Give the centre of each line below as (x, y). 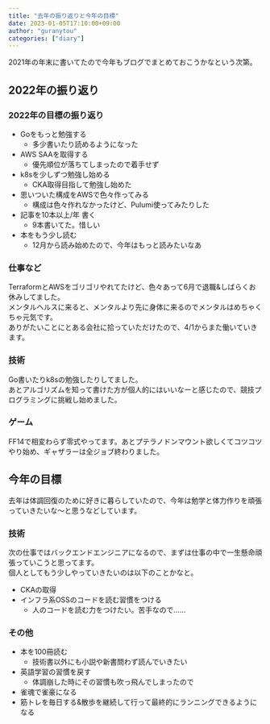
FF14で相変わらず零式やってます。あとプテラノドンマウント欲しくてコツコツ (135, 441)
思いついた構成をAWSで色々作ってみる (84, 194)
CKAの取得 (38, 589)
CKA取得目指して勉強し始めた (82, 184)
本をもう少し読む (48, 235)
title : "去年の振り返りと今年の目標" (64, 16)
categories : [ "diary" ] (46, 38)
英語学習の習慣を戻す (55, 672)
